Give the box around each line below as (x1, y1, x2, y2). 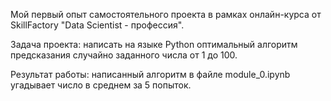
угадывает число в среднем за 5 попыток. (10, 79, 192, 91)
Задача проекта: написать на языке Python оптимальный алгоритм (10, 39, 298, 50)
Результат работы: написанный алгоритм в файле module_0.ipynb (10, 69, 291, 80)
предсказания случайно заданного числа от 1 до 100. (10, 49, 238, 61)
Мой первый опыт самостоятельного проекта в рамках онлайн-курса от (10, 9, 322, 20)
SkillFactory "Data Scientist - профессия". (10, 19, 185, 31)
